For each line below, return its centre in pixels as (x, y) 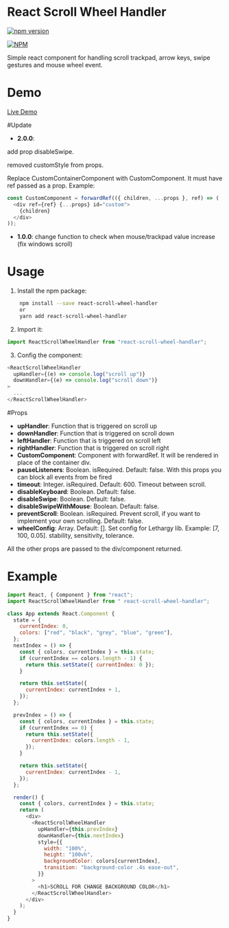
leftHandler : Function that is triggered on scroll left (89, 440)
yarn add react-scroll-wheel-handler (73, 316)
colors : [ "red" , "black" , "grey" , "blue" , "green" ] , (96, 633)
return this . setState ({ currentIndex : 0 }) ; (90, 665)
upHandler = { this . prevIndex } (77, 829)
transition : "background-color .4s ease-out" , (111, 868)
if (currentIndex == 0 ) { (57, 728)
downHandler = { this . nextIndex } (81, 835)
